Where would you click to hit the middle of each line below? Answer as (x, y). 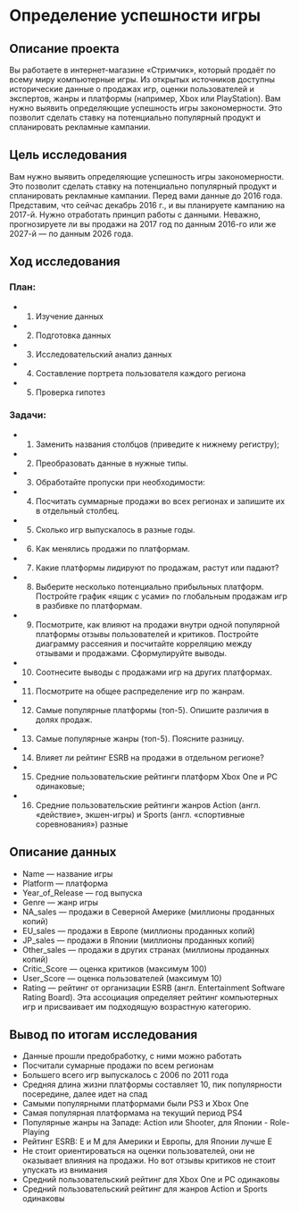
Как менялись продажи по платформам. (112, 548)
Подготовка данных (73, 335)
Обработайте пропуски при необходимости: (120, 482)
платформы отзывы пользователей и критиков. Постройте (147, 634)
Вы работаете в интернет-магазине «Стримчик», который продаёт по (143, 70)
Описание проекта (64, 49)
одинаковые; (60, 786)
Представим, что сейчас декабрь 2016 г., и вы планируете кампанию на (147, 205)
